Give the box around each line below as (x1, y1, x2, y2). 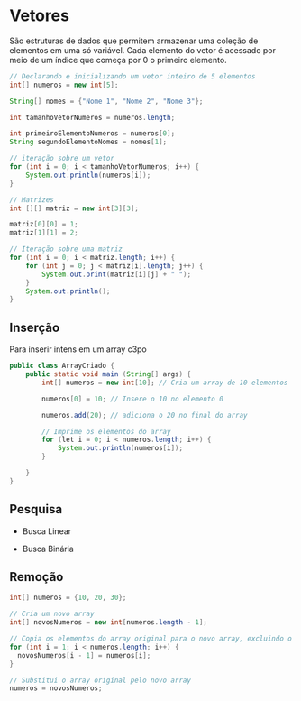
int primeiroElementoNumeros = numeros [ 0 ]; (9, 129, 176, 138)
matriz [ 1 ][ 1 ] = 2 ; (9, 228, 78, 237)
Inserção (9, 319, 60, 335)
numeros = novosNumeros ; (9, 684, 103, 693)
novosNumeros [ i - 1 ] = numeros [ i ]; (17, 650, 151, 659)
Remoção (9, 569, 64, 585)
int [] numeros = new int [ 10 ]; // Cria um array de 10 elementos (41, 378, 288, 387)
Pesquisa (9, 502, 63, 517)
